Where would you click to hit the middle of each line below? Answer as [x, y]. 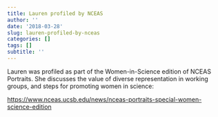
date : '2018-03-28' [35, 26]
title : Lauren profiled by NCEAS [55, 13]
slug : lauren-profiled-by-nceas [53, 33]
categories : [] [29, 39]
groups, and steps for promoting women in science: [80, 86]
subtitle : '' [26, 52]
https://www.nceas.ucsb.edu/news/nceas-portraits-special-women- [105, 99]
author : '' [23, 20]
